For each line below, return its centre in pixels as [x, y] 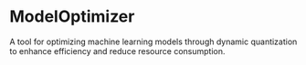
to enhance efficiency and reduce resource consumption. [117, 51]
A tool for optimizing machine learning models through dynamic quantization [153, 42]
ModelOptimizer [72, 17]
